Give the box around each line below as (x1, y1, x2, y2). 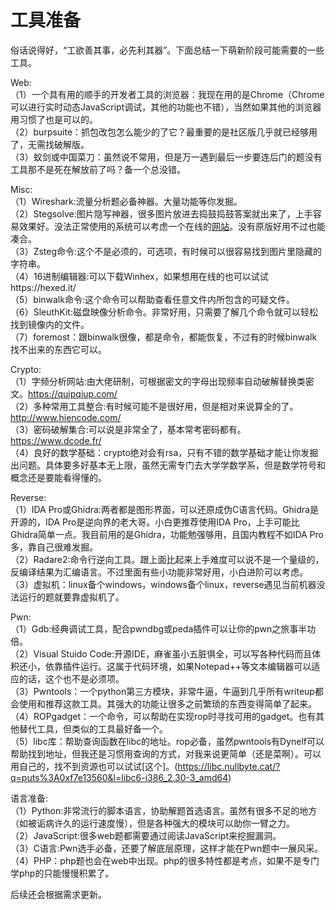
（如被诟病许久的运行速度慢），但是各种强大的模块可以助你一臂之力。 (10, 817, 295, 829)
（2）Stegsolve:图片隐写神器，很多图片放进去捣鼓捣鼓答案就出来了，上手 (10, 207, 313, 220)
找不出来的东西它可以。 (10, 343, 107, 355)
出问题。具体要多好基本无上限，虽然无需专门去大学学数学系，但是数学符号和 (10, 459, 326, 471)
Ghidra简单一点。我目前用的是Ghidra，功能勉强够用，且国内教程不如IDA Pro (10, 528, 324, 540)
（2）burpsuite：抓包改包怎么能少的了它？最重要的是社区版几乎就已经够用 (10, 126, 318, 138)
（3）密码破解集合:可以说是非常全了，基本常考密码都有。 (10, 423, 247, 435)
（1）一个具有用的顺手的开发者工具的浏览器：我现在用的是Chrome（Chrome (10, 88, 325, 100)
